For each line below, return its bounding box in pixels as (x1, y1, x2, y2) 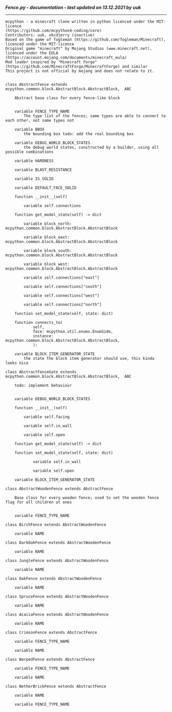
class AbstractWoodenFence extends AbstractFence (5, 486, 114, 491)
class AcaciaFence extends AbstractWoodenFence (5, 612, 109, 617)
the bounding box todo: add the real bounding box (24, 131, 134, 137)
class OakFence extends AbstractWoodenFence (5, 576, 102, 581)
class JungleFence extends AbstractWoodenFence (5, 558, 109, 563)
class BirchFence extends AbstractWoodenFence (5, 522, 106, 527)
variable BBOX (14, 127, 45, 132)
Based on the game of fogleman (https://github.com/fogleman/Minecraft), (5, 37, 166, 42)
